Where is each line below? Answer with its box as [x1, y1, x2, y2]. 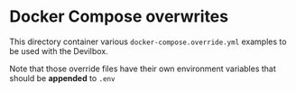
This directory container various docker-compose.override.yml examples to [9, 36, 287, 47]
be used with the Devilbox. [9, 45, 108, 56]
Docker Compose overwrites [9, 6, 228, 27]
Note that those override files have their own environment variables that [9, 63, 277, 74]
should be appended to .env [9, 72, 116, 83]
